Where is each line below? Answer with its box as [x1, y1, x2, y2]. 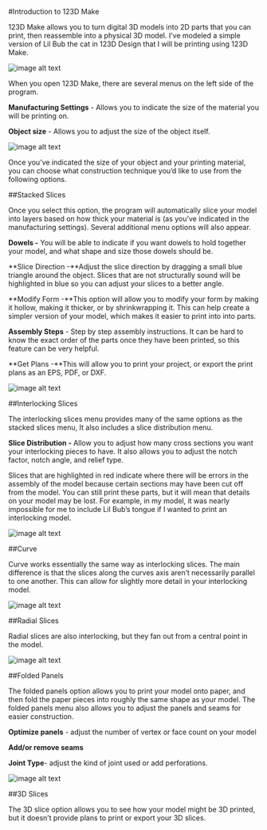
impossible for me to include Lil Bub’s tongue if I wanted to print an [8, 505, 227, 514]
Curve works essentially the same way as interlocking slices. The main [8, 559, 241, 569]
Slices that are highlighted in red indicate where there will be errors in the [8, 471, 249, 480]
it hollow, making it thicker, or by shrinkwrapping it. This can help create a [8, 303, 250, 312]
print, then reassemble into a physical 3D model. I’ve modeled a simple [8, 31, 241, 40]
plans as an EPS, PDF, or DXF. [8, 367, 107, 377]
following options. [8, 175, 67, 184]
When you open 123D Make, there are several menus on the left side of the [8, 79, 254, 88]
